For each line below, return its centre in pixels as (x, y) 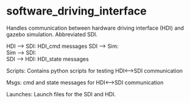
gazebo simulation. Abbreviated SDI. (52, 34)
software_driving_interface (77, 11)
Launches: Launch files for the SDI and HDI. (61, 94)
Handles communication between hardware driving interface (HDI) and (95, 28)
